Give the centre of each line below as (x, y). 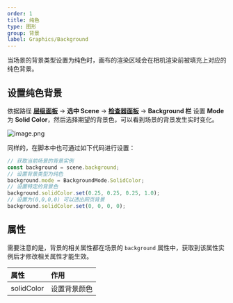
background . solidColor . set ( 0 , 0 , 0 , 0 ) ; (67, 206)
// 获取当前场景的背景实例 (41, 161)
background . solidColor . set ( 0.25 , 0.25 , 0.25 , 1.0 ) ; (83, 193)
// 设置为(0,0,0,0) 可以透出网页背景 (56, 200)
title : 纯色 (23, 20)
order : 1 (20, 14)
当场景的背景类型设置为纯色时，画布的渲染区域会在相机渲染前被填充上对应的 (117, 60)
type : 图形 (22, 26)
